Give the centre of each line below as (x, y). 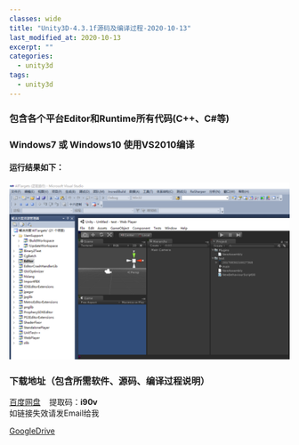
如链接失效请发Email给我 (54, 413)
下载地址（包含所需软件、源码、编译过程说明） (109, 381)
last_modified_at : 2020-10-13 (65, 37)
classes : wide (36, 19)
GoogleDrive (32, 431)
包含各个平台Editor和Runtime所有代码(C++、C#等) (119, 118)
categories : (31, 57)
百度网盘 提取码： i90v (53, 402)
